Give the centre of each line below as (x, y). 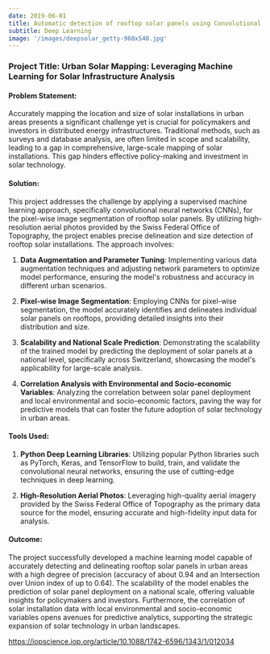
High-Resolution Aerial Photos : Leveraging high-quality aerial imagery (138, 495)
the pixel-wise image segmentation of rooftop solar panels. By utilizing (126, 218)
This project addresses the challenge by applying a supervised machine (128, 201)
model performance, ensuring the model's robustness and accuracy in (137, 277)
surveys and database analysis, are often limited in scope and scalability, (129, 139)
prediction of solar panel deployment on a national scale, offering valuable (132, 591)
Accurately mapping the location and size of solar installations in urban (126, 114)
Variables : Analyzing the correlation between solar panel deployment (135, 392)
